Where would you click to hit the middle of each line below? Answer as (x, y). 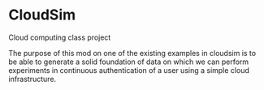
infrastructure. (32, 79)
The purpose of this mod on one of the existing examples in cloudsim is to (132, 53)
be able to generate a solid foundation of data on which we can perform (129, 62)
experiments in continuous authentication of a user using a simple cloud (129, 70)
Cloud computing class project (60, 37)
